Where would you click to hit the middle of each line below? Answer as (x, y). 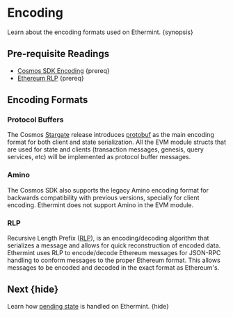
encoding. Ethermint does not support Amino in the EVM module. (101, 205)
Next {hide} (33, 290)
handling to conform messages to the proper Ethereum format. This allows (114, 260)
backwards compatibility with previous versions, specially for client (103, 197)
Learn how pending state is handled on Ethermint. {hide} (88, 306)
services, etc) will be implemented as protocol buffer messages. (99, 157)
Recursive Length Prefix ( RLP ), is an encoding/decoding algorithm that (108, 238)
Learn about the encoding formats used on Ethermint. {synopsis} (100, 32)
